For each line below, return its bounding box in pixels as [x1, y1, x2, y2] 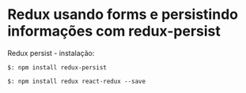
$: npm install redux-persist [7, 63, 108, 72]
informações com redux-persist [7, 22, 221, 40]
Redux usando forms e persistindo [7, 6, 239, 24]
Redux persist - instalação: [7, 48, 95, 58]
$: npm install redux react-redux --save [7, 77, 146, 85]
